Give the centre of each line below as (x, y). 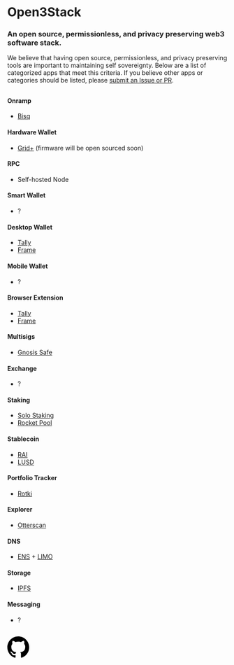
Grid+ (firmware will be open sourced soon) (80, 148)
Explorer (20, 510)
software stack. (34, 43)
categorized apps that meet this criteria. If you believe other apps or (105, 73)
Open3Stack (44, 12)
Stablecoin (23, 439)
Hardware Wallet (32, 132)
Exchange (22, 368)
